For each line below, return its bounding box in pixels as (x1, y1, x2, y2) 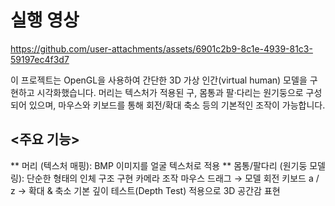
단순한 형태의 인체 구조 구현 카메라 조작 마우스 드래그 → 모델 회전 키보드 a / (26, 172, 320, 184)
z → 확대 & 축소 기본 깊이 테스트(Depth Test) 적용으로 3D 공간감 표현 (10, 184, 281, 196)
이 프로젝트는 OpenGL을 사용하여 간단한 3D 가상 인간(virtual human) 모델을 (10, 74, 308, 86)
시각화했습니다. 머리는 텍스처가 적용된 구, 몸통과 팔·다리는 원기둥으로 (36, 86, 304, 98)
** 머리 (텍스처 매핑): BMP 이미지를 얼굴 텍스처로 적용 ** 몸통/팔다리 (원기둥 (10, 159, 308, 171)
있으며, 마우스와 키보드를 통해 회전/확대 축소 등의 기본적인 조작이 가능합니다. (28, 99, 326, 111)
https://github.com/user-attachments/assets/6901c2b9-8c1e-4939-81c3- (10, 42, 313, 55)
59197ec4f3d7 (10, 53, 70, 65)
